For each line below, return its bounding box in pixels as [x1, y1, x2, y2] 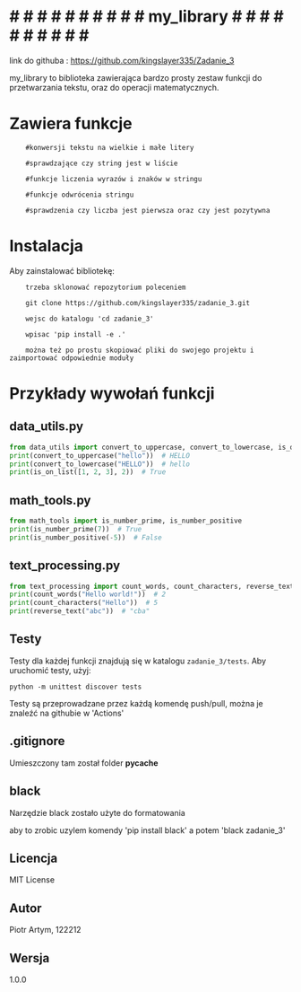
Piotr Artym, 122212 [9, 925, 82, 935]
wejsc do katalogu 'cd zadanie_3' [25, 314, 154, 323]
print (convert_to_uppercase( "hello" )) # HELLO [9, 451, 191, 460]
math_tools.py [9, 492, 91, 508]
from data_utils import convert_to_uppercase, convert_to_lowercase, [9, 443, 275, 452]
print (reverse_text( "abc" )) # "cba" [9, 607, 150, 616]
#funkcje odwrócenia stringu [25, 190, 134, 199]
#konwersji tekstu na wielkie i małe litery [25, 143, 194, 152]
